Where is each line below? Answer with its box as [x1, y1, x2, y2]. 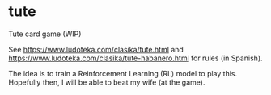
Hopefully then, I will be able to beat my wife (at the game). [8, 77, 205, 87]
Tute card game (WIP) [8, 29, 82, 39]
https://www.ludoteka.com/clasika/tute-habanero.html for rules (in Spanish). [8, 53, 263, 63]
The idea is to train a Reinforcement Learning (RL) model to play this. [8, 68, 237, 78]
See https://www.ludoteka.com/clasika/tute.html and [8, 44, 184, 54]
